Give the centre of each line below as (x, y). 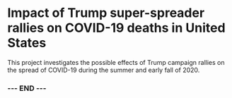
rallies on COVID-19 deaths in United (116, 28)
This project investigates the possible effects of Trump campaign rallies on (116, 62)
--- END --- (27, 88)
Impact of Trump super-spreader (106, 13)
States (27, 43)
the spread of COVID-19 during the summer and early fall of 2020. (104, 70)
